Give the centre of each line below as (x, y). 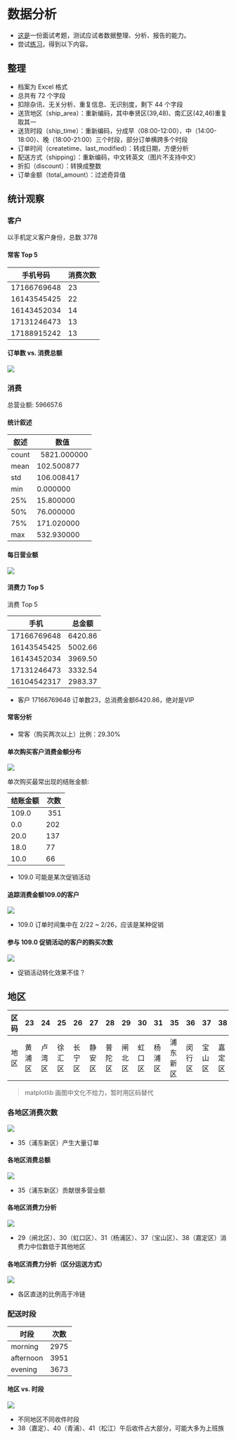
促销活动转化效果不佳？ (51, 972)
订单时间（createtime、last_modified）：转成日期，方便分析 (103, 148)
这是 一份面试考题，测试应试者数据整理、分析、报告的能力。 (104, 35)
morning (25, 1346)
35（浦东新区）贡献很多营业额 (61, 1190)
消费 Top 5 (23, 604)
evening (24, 1369)
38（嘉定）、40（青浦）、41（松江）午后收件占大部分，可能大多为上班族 (121, 1428)
